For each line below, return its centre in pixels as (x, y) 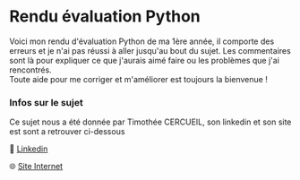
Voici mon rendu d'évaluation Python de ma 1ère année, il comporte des (142, 41)
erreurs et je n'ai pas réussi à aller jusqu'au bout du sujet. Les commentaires (150, 50)
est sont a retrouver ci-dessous (67, 132)
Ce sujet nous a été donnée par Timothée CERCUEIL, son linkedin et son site (150, 122)
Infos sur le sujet (46, 102)
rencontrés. (30, 70)
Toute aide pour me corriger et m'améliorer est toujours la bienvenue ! (139, 79)
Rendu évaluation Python (105, 17)
